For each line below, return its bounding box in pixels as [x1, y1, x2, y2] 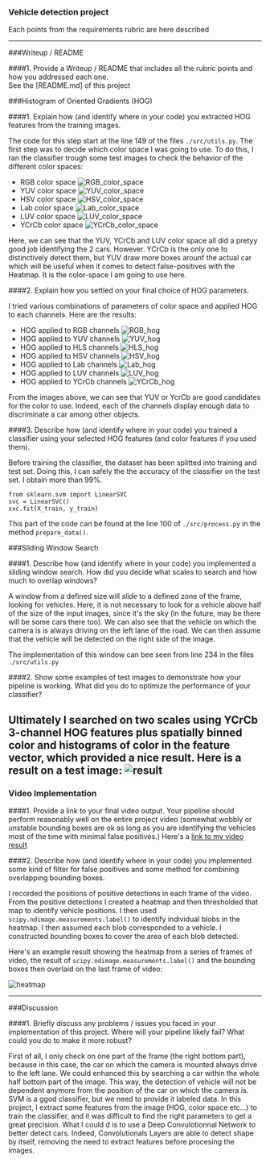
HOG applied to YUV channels [19, 334, 121, 344]
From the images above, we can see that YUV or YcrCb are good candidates [8, 393, 261, 402]
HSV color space [19, 194, 76, 204]
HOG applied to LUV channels [19, 368, 120, 378]
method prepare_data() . [8, 527, 88, 538]
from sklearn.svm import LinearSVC [8, 491, 128, 499]
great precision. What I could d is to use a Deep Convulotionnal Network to [8, 1119, 256, 1129]
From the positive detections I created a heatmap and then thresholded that [8, 897, 259, 907]
